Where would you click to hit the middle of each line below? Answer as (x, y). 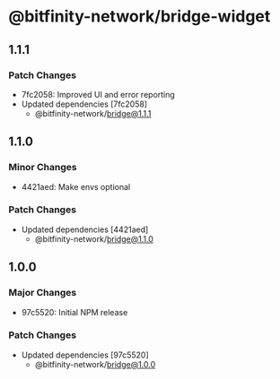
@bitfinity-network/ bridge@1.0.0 (95, 364)
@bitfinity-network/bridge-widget (140, 17)
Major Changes (43, 293)
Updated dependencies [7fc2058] (84, 104)
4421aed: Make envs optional (76, 186)
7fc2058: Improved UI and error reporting (98, 94)
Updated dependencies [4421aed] (85, 229)
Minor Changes (43, 168)
